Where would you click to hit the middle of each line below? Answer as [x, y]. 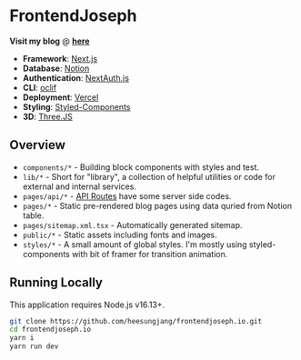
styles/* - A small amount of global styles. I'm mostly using [135, 244]
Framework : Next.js [60, 58]
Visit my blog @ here [50, 41]
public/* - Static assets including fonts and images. [120, 235]
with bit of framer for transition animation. [150, 254]
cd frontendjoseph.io [50, 330]
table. [33, 215]
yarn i [22, 338]
